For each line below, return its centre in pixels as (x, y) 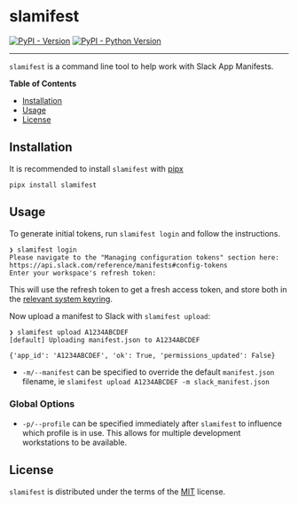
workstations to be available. (74, 442)
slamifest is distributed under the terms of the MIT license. (118, 491)
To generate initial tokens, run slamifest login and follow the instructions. (145, 233)
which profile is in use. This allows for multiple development (131, 432)
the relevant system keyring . (61, 299)
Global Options (42, 404)
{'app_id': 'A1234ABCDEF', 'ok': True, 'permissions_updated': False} (142, 355)
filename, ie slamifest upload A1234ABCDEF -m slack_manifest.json (146, 381)
